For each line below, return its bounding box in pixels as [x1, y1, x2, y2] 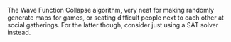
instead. [7, 28, 31, 36]
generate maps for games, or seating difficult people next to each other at [7, 13, 224, 22]
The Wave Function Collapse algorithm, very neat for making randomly [7, 6, 215, 14]
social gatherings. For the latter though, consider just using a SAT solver [7, 21, 219, 29]
